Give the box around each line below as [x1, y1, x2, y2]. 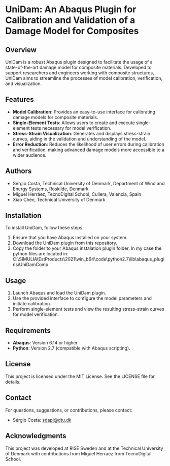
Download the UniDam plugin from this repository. [12, 240, 118, 246]
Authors [5, 167, 32, 176]
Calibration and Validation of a [5, 14, 135, 26]
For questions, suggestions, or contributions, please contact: [5, 407, 132, 413]
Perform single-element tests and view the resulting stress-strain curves [12, 306, 164, 312]
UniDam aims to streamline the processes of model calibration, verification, [5, 75, 162, 81]
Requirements [5, 326, 51, 335]
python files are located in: [12, 251, 69, 257]
